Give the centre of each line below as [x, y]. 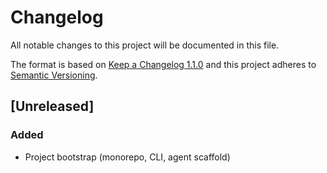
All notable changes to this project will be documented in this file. [145, 45]
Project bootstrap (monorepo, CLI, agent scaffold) [127, 157]
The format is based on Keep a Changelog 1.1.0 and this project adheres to [163, 64]
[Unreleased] [52, 106]
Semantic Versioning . [54, 75]
